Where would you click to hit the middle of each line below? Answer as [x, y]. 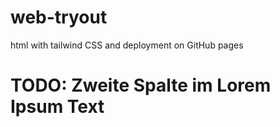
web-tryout [59, 17]
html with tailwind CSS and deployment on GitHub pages [127, 45]
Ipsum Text [57, 107]
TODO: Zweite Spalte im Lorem [141, 85]
